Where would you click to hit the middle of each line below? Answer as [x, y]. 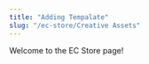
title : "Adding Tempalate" [59, 17]
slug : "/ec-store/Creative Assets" [75, 25]
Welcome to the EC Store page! [67, 50]
